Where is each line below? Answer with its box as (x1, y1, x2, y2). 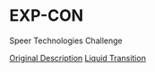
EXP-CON (9, 5, 83, 26)
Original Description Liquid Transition (9, 52, 146, 63)
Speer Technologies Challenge (9, 35, 123, 46)
